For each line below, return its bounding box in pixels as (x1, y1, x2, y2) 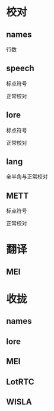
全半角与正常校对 (6, 173, 48, 180)
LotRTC (6, 377, 34, 387)
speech (6, 63, 34, 74)
